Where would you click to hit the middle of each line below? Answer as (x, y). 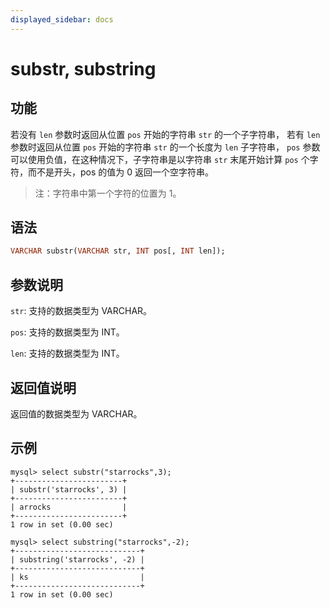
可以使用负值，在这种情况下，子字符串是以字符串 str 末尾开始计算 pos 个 (160, 159)
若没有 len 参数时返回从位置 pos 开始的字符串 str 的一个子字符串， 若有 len (165, 134)
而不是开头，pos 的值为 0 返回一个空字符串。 (120, 172)
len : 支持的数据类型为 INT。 (67, 353)
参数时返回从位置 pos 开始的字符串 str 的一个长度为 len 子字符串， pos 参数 (165, 147)
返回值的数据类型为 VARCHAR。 (76, 413)
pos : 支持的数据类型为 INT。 (67, 332)
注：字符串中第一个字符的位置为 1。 (108, 193)
